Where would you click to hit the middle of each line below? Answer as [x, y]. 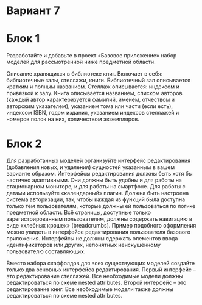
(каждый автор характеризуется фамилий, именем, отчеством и [91, 100]
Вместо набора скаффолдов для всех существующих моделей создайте [101, 264]
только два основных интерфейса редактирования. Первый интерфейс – [101, 270]
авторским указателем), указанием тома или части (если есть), [90, 106]
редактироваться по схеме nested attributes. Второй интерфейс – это [96, 283]
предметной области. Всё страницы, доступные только [78, 213]
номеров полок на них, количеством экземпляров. [73, 119]
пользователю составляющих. [46, 251]
